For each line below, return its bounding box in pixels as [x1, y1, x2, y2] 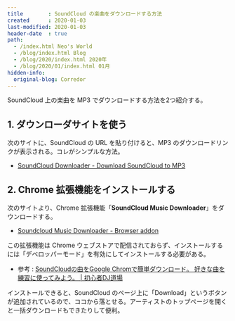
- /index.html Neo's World [13, 43, 93, 50]
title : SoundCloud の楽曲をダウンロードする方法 [7, 10, 163, 18]
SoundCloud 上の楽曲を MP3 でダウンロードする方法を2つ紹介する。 [7, 96, 207, 104]
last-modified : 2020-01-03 [7, 23, 86, 30]
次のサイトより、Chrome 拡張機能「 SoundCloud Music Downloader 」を [7, 203, 219, 212]
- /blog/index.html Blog [13, 50, 86, 57]
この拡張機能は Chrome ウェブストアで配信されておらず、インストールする [7, 241, 223, 249]
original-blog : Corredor [13, 75, 86, 83]
